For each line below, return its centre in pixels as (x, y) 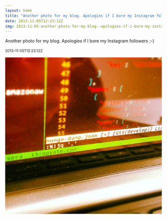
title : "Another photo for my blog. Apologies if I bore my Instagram (80, 16)
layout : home (19, 10)
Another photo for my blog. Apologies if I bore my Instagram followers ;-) (80, 41)
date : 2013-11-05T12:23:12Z (34, 21)
